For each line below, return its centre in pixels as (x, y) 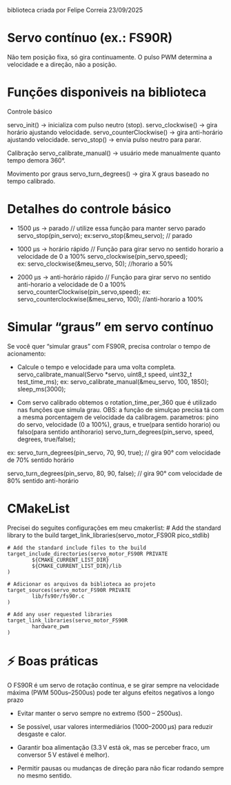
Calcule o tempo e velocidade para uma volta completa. (96, 367)
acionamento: (27, 353)
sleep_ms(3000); (41, 389)
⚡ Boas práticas (53, 661)
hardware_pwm (51, 626)
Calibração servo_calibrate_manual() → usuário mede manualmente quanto (114, 153)
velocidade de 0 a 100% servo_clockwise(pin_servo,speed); (102, 256)
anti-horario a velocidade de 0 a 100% (71, 284)
